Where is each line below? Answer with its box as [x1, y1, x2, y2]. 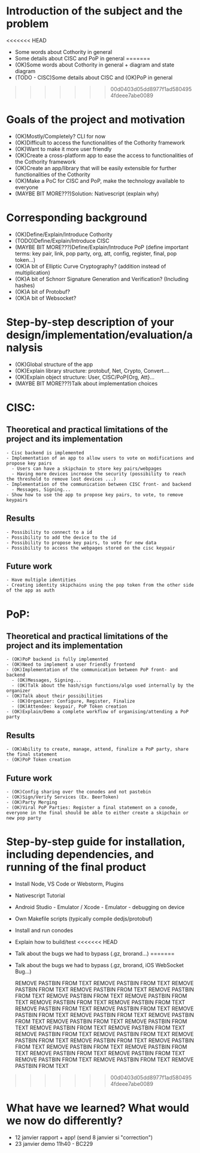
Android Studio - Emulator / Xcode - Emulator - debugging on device [14, 903, 185, 910]
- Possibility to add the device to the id [6, 535, 117, 541]
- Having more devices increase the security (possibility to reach [11, 470, 186, 477]
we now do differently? [6, 1114, 123, 1128]
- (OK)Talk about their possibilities [6, 693, 103, 699]
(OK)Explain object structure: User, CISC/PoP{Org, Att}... [14, 373, 154, 381]
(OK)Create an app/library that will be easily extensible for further [14, 164, 177, 171]
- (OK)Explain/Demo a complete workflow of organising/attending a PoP [6, 709, 189, 715]
